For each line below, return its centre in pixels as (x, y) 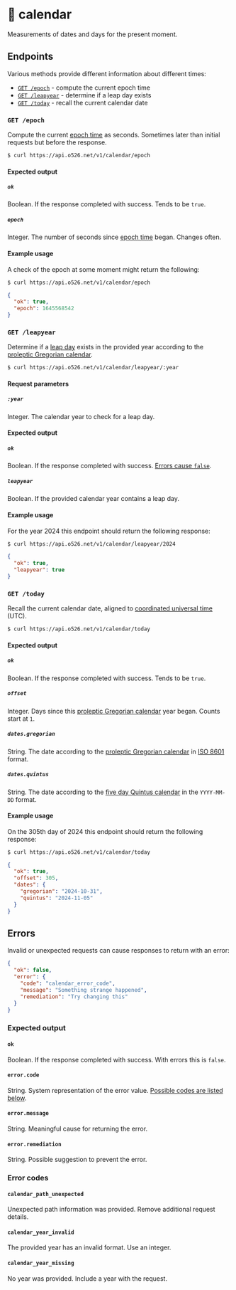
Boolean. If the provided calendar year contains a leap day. (93, 499)
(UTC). (17, 616)
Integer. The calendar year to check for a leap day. (81, 416)
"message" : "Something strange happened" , (84, 990)
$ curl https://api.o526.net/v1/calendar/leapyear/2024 (91, 544)
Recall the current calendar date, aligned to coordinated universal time (110, 608)
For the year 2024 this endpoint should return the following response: (109, 531)
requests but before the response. (57, 142)
